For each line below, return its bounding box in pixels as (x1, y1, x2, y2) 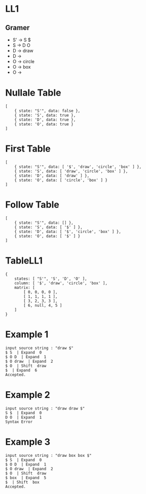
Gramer (5, 23, 30, 32)
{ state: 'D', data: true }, (14, 117, 76, 122)
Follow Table (5, 199, 60, 211)
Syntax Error (5, 419, 33, 424)
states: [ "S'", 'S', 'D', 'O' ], (14, 276, 87, 281)
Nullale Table (5, 87, 61, 99)
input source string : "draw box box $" (5, 453, 92, 458)
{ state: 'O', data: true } (14, 122, 74, 127)
